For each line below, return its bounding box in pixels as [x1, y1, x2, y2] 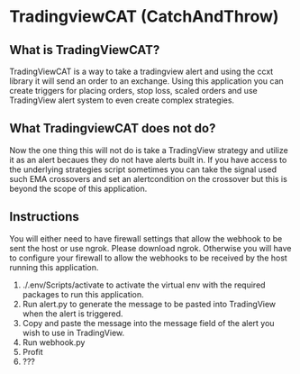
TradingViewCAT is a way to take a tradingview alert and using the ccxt [9, 66, 274, 77]
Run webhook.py [22, 336, 86, 348]
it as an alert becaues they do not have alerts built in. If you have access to [9, 154, 287, 165]
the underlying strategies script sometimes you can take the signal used [9, 164, 277, 175]
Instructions [9, 209, 79, 224]
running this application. [9, 261, 99, 272]
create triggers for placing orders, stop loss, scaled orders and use [9, 86, 259, 96]
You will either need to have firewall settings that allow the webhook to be [9, 233, 283, 244]
